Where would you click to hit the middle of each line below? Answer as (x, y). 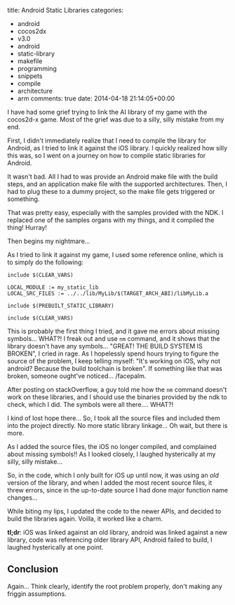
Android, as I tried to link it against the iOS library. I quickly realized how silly (117, 148)
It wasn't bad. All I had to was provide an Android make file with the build (113, 176)
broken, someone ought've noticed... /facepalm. (77, 376)
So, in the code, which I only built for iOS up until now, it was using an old (113, 475)
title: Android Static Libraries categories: (66, 10)
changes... (22, 497)
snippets (30, 76)
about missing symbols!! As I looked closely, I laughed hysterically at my (112, 454)
